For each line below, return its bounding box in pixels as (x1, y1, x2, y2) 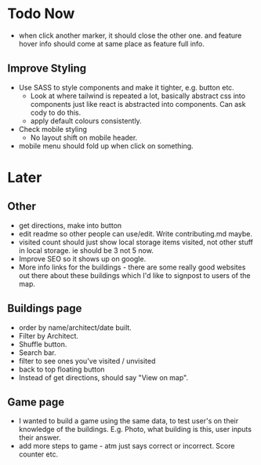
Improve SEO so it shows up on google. (18, 254, 147, 263)
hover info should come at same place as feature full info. (18, 38, 205, 48)
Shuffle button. (18, 339, 67, 349)
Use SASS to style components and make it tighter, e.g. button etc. (18, 82, 234, 92)
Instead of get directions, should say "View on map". (18, 372, 189, 382)
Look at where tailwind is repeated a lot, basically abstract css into (30, 91, 246, 101)
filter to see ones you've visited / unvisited (18, 356, 156, 365)
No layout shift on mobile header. (30, 133, 138, 142)
